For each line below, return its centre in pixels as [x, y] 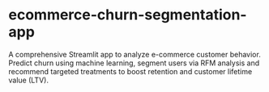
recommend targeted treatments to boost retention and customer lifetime [130, 71]
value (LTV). [28, 80]
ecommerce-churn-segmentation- [128, 15]
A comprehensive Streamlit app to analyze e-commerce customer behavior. [134, 54]
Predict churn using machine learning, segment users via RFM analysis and [134, 63]
